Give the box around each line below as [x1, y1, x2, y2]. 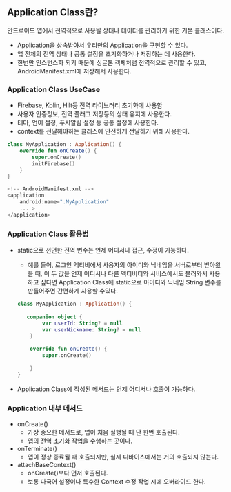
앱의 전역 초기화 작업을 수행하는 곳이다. [27, 437, 133, 445]
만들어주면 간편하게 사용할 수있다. [27, 286, 119, 295]
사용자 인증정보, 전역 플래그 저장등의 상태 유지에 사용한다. [17, 110, 172, 118]
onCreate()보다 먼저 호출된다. [27, 468, 108, 477]
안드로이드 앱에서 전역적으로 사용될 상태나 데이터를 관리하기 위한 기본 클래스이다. [7, 26, 225, 35]
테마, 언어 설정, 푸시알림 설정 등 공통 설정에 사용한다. [17, 118, 159, 127]
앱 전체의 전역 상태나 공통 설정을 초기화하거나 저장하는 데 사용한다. [17, 49, 196, 57]
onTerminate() [17, 444, 57, 453]
